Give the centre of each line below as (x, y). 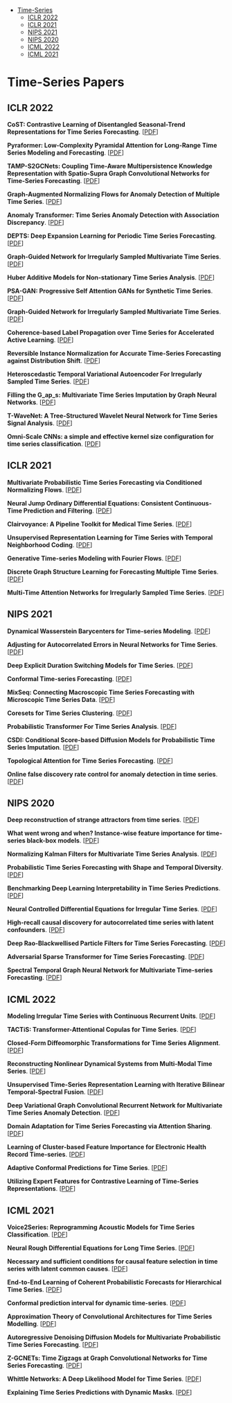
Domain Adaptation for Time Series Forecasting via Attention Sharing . (110, 1126)
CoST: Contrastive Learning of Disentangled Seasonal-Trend (96, 124)
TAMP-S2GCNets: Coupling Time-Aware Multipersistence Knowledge (110, 166)
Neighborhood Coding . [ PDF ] (50, 544)
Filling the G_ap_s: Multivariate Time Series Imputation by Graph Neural (112, 395)
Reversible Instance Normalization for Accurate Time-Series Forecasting (114, 353)
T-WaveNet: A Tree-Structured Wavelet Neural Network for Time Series (113, 416)
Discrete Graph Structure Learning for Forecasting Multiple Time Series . (113, 571)
